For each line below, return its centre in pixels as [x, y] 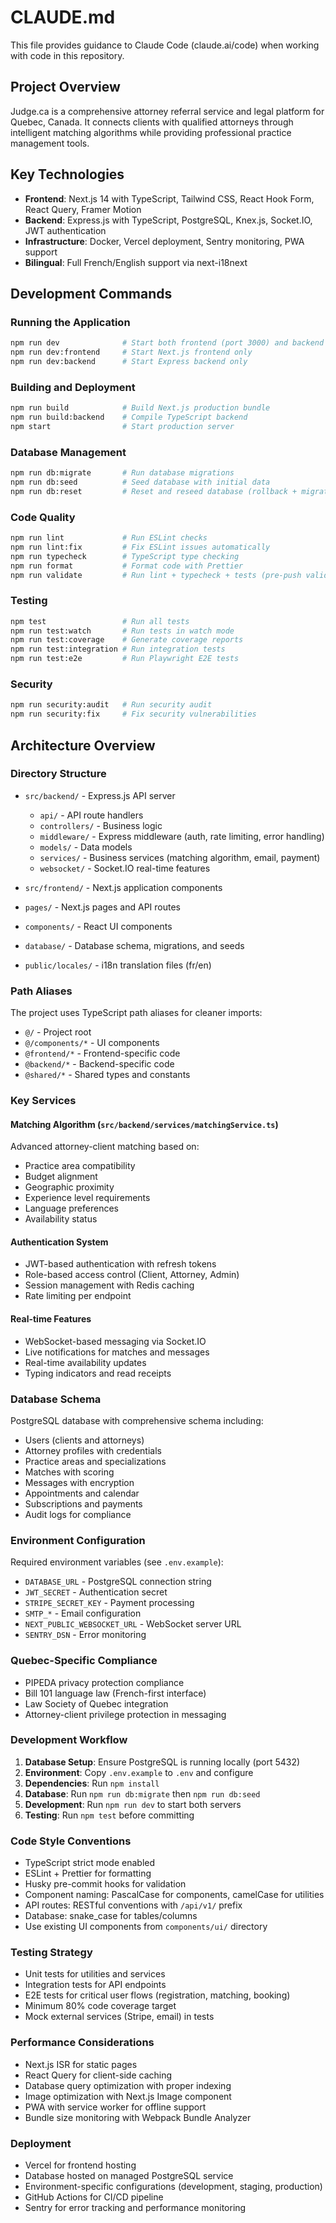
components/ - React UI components [98, 926]
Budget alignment [61, 1177]
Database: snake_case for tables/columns [111, 1916]
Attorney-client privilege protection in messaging [125, 1714]
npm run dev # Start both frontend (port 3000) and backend [167, 343]
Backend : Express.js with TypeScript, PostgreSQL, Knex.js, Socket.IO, [168, 220]
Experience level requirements [87, 1198]
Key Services [43, 1101]
